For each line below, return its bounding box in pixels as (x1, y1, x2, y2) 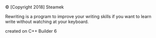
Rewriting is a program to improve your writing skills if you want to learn (5, 14, 152, 19)
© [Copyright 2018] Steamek (5, 4, 64, 10)
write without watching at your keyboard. (5, 19, 89, 24)
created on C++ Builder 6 (5, 28, 57, 34)
